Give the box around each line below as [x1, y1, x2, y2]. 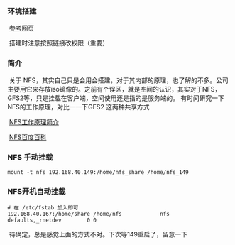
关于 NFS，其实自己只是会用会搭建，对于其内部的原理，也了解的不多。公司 [9, 76, 229, 85]
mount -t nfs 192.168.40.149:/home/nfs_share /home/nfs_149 [7, 168, 190, 175]
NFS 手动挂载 [7, 152, 53, 162]
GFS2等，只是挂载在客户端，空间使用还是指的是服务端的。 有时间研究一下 [7, 94, 225, 102]
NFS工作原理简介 [9, 117, 59, 126]
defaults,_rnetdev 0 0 [7, 217, 97, 224]
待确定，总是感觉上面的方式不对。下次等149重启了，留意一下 [9, 230, 188, 239]
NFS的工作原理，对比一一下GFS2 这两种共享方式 [7, 102, 150, 111]
